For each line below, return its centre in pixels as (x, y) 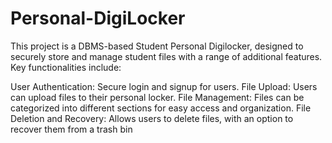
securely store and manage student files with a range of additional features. (166, 56)
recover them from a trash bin (71, 129)
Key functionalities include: (66, 67)
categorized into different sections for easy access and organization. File (161, 108)
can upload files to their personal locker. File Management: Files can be (157, 97)
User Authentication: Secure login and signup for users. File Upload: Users (164, 86)
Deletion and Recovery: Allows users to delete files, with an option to (152, 118)
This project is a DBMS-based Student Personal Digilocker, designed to (157, 46)
